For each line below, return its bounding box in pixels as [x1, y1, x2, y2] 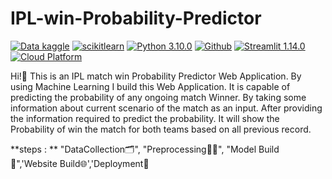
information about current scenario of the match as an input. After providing [10, 102, 323, 114]
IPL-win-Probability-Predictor [10, 7, 262, 30]
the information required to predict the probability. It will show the [10, 112, 280, 124]
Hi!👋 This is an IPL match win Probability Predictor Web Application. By [10, 70, 302, 82]
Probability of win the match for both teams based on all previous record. [10, 123, 312, 135]
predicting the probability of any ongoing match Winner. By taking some [10, 91, 307, 103]
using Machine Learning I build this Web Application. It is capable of [10, 80, 291, 92]
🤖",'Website [10, 157, 58, 169]
